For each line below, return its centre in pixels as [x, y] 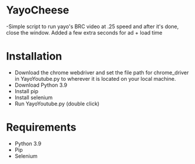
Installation [34, 57]
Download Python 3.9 [41, 85]
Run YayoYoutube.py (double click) [57, 104]
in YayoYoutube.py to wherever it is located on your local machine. [95, 78]
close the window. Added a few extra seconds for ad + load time [84, 32]
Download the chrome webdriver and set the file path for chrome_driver [102, 72]
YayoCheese [38, 10]
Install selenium [34, 97]
